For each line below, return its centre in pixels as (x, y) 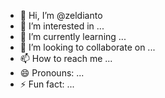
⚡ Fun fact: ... (47, 84)
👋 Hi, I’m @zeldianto (61, 15)
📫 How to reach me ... (66, 58)
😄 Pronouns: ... (52, 73)
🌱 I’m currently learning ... (73, 36)
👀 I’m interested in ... (62, 26)
